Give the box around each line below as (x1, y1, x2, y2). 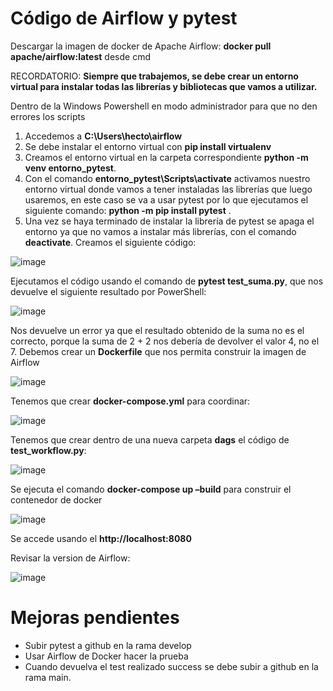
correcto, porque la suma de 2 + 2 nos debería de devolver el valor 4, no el (10, 335, 320, 347)
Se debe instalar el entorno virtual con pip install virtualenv (24, 140, 272, 152)
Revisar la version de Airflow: (10, 552, 131, 564)
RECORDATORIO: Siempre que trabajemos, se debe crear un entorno (10, 70, 299, 82)
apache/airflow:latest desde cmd (10, 50, 151, 62)
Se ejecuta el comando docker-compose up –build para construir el (10, 483, 292, 495)
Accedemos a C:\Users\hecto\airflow (24, 130, 183, 142)
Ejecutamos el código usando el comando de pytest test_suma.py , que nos (10, 275, 324, 287)
